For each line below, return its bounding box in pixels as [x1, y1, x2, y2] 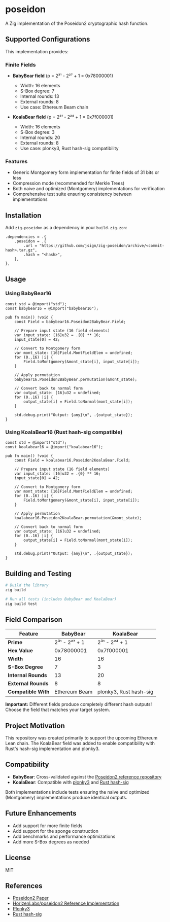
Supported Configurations [5, 35, 90, 44]
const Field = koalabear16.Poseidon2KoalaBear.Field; [14, 458, 130, 463]
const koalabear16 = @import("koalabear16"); [5, 445, 103, 450]
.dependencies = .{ [5, 234, 47, 239]
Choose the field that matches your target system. [5, 706, 110, 713]
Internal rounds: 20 [20, 134, 60, 140]
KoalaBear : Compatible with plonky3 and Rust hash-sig [12, 779, 129, 785]
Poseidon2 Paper [12, 895, 49, 901]
